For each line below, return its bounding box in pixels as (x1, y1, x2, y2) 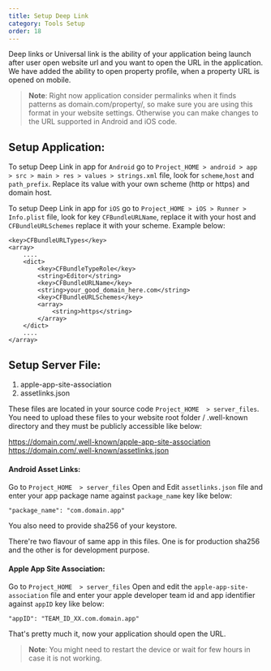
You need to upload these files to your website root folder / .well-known (8, 413, 248, 422)
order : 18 (8, 27, 42, 35)
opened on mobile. (8, 75, 71, 85)
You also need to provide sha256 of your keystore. (8, 521, 178, 530)
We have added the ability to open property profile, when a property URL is (8, 67, 260, 76)
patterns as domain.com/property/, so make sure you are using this (28, 99, 253, 110)
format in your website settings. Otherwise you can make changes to (28, 108, 259, 118)
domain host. (8, 188, 53, 197)
